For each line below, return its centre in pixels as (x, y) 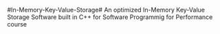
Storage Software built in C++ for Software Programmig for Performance (110, 17)
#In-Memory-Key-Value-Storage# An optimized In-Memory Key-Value (106, 10)
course (17, 24)
